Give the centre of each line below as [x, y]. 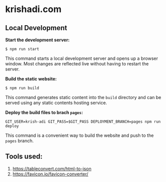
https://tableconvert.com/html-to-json [52, 168]
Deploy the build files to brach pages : [44, 112]
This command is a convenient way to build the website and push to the [79, 135]
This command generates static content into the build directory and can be [83, 97]
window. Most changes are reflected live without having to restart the [77, 64]
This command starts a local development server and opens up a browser [82, 58]
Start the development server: [37, 40]
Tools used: [24, 157]
